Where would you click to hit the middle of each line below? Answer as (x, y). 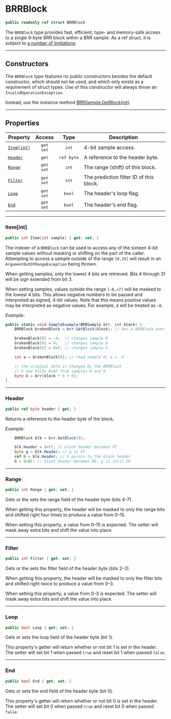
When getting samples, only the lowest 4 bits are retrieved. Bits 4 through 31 (85, 274)
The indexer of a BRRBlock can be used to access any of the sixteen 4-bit (82, 247)
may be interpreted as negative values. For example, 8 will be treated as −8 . (84, 305)
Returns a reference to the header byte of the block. (60, 419)
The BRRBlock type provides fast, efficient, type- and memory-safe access (83, 32)
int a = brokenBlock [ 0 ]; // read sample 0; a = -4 (69, 357)
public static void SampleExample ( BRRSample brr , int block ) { (74, 324)
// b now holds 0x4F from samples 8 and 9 (60, 371)
